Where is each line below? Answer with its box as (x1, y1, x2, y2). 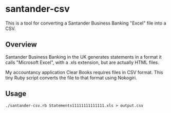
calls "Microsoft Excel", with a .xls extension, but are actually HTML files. (5, 59, 159, 65)
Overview (5, 40, 37, 49)
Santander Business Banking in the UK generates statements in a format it (5, 54, 162, 60)
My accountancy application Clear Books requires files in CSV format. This (5, 69, 163, 75)
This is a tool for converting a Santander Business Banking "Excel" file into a (5, 20, 166, 26)
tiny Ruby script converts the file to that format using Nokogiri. (5, 75, 137, 81)
